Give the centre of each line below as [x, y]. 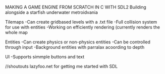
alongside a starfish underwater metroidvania [52, 12]
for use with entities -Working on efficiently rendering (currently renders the [82, 27]
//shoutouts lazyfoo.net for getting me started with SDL [61, 66]
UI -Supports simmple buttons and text [45, 57]
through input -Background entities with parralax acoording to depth [75, 47]
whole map [17, 32]
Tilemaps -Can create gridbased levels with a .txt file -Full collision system [81, 22]
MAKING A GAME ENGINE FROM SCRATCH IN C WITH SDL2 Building [76, 7]
